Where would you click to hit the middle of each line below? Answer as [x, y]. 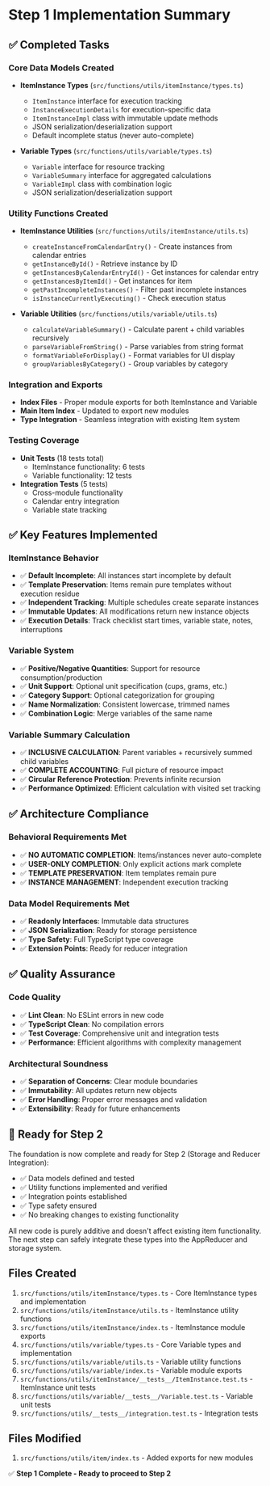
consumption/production [61, 678]
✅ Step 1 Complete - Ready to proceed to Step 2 [90, 1474]
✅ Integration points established [73, 1196]
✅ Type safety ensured [58, 1205]
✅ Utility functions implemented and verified [93, 1187]
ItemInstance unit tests [58, 1387]
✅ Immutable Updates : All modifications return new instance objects [135, 611]
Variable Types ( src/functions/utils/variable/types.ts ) [116, 150]
